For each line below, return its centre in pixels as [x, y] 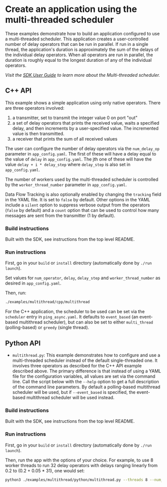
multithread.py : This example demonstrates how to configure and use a [86, 355]
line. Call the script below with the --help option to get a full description [85, 382]
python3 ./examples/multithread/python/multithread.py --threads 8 [77, 480]
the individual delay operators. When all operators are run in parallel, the [79, 55]
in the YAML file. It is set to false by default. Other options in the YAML [78, 199]
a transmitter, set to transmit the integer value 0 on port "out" [75, 118]
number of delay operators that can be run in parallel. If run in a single [77, 44]
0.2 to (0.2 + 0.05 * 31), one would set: [45, 471]
